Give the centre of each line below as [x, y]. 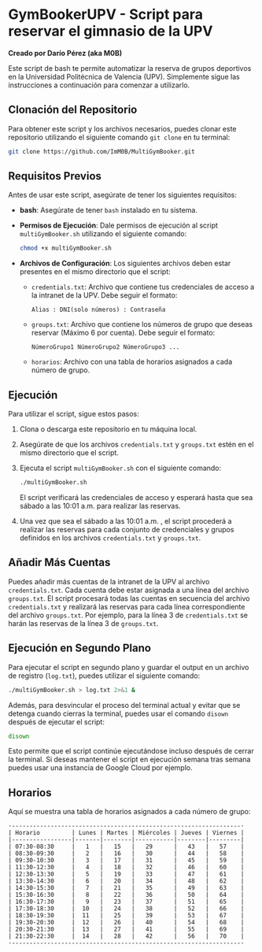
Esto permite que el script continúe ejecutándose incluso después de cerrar [131, 751]
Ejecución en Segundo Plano [80, 648]
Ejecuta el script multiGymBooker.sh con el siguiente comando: [120, 468]
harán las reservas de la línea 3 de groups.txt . [83, 623]
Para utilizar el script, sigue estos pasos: [74, 414]
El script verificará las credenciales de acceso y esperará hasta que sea [136, 497]
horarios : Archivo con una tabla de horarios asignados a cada [132, 362]
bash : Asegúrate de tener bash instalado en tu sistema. [109, 210]
